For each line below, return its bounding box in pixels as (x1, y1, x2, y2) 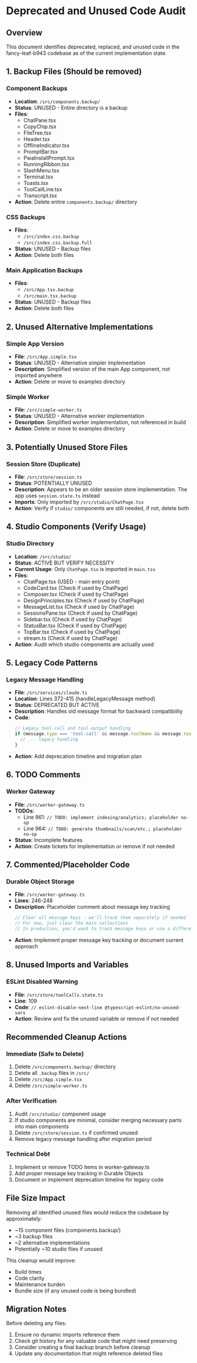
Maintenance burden (14, 1280, 65, 1288)
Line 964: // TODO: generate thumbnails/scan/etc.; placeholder (23, 825, 182, 832)
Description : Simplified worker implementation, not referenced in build (14, 419, 186, 426)
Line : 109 (14, 997, 37, 1005)
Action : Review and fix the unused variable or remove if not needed (14, 1015, 179, 1022)
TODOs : (14, 807, 35, 814)
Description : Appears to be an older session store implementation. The (14, 485, 188, 493)
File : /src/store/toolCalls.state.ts (14, 991, 103, 998)
